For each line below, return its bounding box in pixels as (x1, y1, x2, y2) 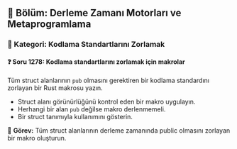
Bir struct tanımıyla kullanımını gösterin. (17, 112, 133, 121)
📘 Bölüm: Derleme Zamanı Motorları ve (7, 7, 182, 19)
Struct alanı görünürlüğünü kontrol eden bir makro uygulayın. (17, 97, 196, 106)
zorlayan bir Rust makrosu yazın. (7, 83, 103, 92)
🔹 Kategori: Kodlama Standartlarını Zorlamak (7, 40, 165, 50)
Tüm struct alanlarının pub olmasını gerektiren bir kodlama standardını (7, 76, 209, 84)
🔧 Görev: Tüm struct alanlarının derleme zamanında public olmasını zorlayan (7, 126, 231, 135)
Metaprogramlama (7, 18, 92, 31)
